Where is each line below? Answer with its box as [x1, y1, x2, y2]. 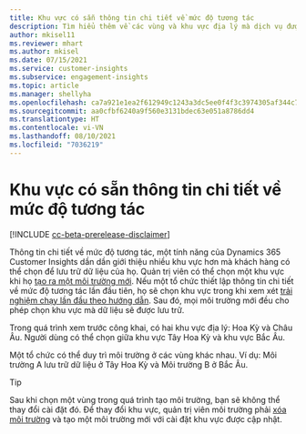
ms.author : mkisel [9, 47, 79, 56]
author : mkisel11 [9, 30, 76, 39]
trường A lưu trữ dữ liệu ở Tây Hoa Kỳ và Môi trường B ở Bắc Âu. [9, 358, 249, 369]
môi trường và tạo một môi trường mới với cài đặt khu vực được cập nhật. [9, 413, 282, 424]
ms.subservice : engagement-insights [9, 73, 148, 82]
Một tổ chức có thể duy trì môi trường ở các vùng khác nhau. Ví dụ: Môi [9, 349, 278, 360]
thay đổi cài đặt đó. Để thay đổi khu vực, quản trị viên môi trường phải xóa [9, 404, 287, 415]
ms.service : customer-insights [9, 65, 128, 74]
